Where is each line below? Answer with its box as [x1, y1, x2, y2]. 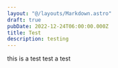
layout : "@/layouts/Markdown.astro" [7, 10, 112, 17]
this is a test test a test [7, 54, 71, 63]
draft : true [7, 16, 41, 23]
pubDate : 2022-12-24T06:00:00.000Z [7, 23, 109, 30]
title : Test [7, 29, 41, 36]
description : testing [7, 36, 69, 43]
